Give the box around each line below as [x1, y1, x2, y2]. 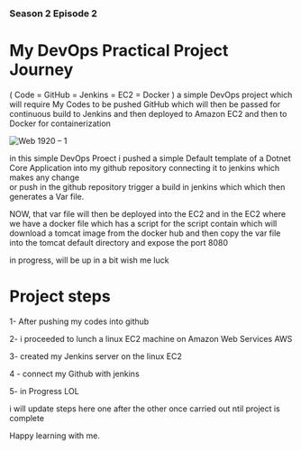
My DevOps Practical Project [9, 40, 229, 61]
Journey [9, 59, 74, 80]
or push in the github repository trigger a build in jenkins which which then [9, 181, 286, 192]
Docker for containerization [9, 118, 111, 129]
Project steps [9, 286, 111, 307]
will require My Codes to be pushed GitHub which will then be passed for [9, 98, 281, 110]
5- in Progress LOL [9, 385, 79, 396]
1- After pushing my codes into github [9, 316, 150, 327]
